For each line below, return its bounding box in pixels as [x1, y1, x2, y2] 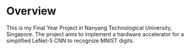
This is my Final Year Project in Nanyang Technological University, [6, 24, 172, 31]
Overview [6, 4, 57, 18]
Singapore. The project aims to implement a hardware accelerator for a [6, 30, 185, 37]
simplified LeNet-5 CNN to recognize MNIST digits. [6, 37, 135, 44]
